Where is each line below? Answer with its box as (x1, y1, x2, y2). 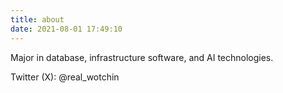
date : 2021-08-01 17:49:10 (10, 24, 123, 34)
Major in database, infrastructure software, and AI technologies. (10, 51, 274, 63)
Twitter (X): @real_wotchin (10, 71, 120, 83)
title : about (10, 14, 65, 25)
